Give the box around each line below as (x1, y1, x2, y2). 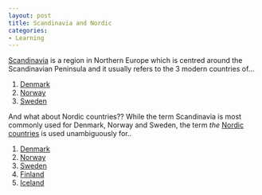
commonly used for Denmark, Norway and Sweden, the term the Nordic (8, 120, 244, 130)
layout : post (8, 11, 52, 20)
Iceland (19, 178, 45, 188)
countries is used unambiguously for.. (8, 129, 132, 138)
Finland (19, 170, 45, 179)
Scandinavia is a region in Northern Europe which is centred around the (8, 56, 243, 65)
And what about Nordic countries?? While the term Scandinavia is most (8, 112, 241, 122)
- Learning (8, 33, 45, 42)
